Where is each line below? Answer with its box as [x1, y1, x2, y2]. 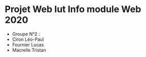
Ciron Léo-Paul [12, 36, 44, 42]
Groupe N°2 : [12, 31, 40, 37]
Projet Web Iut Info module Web [5, 4, 141, 15]
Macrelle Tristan [12, 47, 46, 53]
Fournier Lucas [12, 41, 44, 47]
